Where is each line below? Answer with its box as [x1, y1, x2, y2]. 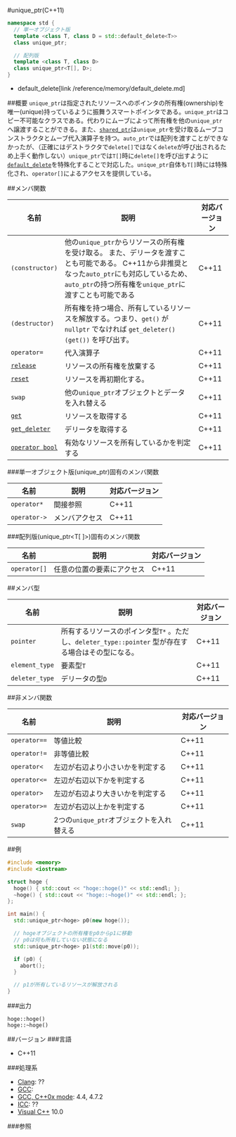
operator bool [11, 443, 58, 451]
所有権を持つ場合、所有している [64, 303, 170, 312]
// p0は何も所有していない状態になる [13, 936, 108, 944]
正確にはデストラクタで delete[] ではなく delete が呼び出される [41, 143, 221, 151]
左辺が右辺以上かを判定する [53, 802, 145, 811]
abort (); [20, 962, 46, 970]
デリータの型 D [60, 674, 107, 683]
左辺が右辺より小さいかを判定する [53, 763, 166, 772]
